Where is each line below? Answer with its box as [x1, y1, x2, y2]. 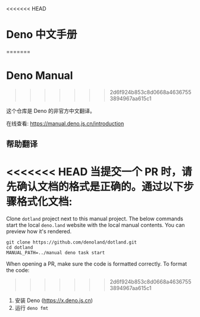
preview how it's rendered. [6, 228, 72, 235]
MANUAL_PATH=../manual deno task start [6, 250, 105, 256]
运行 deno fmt [14, 304, 49, 312]
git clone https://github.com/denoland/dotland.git [6, 239, 137, 245]
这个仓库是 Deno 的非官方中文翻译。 [6, 107, 95, 114]
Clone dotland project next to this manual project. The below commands [6, 215, 183, 223]
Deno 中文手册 [6, 28, 77, 41]
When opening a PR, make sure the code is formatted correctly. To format [6, 260, 187, 267]
